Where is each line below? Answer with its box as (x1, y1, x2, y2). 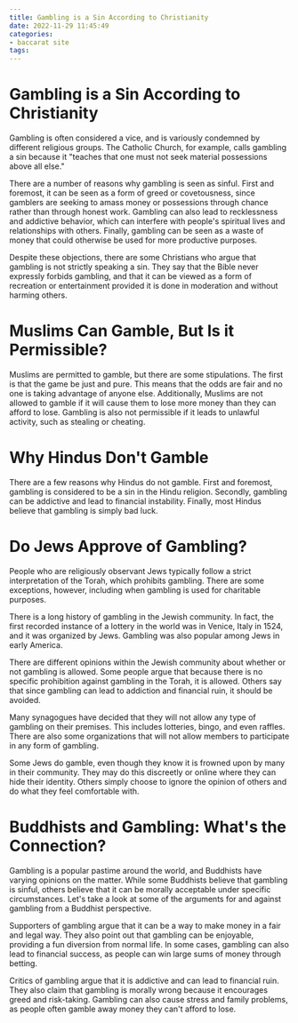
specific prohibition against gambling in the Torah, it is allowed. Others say (9, 675, 282, 686)
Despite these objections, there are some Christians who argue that (9, 252, 256, 263)
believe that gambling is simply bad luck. (9, 505, 158, 515)
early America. (9, 639, 63, 650)
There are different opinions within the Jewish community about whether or (9, 657, 286, 667)
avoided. (9, 694, 42, 705)
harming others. (9, 290, 68, 300)
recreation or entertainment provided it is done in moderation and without (9, 281, 278, 292)
